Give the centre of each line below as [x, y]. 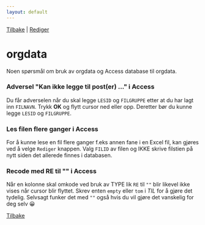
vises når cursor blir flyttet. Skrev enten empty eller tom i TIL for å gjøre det [99, 191]
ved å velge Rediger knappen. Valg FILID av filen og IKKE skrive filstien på [100, 149]
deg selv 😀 [21, 204]
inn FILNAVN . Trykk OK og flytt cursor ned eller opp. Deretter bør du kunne [99, 106]
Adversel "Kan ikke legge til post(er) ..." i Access [80, 87]
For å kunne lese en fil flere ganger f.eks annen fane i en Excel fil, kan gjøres [102, 142]
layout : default [27, 12]
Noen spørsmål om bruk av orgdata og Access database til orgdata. [92, 71]
